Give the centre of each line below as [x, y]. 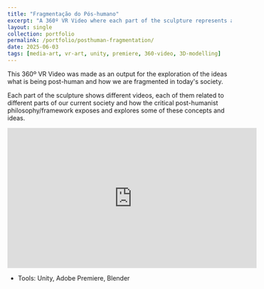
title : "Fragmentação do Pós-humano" [63, 14]
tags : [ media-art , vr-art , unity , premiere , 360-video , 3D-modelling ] [114, 54]
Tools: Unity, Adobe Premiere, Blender [74, 278]
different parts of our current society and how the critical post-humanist [113, 103]
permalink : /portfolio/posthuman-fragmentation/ [81, 41]
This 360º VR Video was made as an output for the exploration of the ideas [117, 74]
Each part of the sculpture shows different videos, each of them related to [116, 95]
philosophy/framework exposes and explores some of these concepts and [116, 110]
